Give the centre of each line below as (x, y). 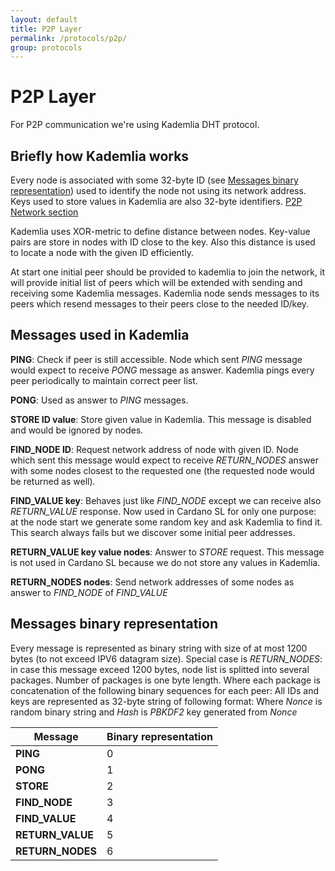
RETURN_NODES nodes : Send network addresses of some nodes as (152, 582)
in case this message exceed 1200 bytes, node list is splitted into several (160, 669)
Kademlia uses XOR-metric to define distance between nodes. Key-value (160, 231)
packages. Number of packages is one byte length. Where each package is (165, 680)
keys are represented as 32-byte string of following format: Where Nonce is (166, 701)
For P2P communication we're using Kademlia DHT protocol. (135, 125)
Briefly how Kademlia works (100, 156)
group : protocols (46, 47)
